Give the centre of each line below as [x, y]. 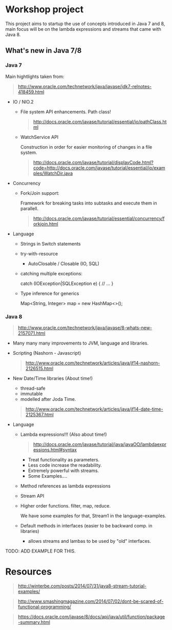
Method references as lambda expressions [66, 486]
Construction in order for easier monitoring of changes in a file [86, 147]
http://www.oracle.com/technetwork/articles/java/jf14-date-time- [94, 409]
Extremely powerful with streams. [63, 471]
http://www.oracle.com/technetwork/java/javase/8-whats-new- [85, 328]
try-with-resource [39, 253]
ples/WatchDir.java [53, 173]
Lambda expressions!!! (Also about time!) [64, 434]
